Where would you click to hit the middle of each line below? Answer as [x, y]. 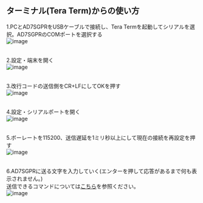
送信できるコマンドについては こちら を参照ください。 [73, 186]
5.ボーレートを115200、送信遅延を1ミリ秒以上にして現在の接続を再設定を [98, 137]
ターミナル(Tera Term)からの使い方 [73, 11]
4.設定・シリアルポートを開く [43, 112]
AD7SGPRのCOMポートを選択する [60, 34]
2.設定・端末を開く [30, 60]
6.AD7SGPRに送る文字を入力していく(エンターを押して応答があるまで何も [99, 171]
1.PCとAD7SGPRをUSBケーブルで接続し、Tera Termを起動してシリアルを [98, 27]
